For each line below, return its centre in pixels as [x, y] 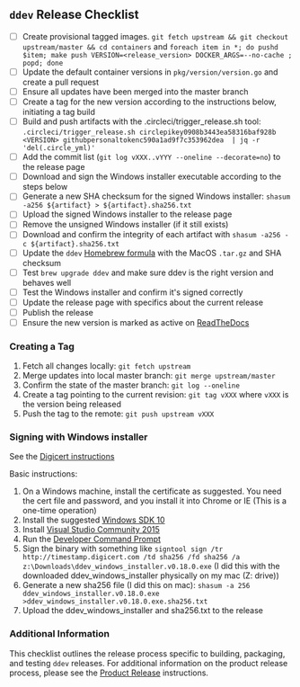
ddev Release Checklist [74, 15]
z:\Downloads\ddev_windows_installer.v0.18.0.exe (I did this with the [151, 567]
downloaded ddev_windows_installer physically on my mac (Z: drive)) [151, 575]
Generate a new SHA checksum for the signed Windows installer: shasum [156, 196]
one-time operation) [59, 511]
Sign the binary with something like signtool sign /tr [123, 549]
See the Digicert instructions [62, 457]
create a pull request [61, 82]
